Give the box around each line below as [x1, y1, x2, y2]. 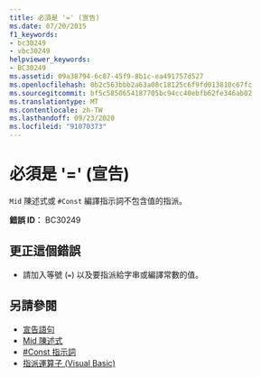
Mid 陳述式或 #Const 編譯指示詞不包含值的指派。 [9, 195, 188, 206]
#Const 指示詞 [22, 346, 77, 357]
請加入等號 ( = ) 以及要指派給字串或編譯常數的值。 [22, 269, 204, 280]
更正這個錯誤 [9, 244, 81, 259]
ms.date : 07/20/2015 [9, 22, 88, 31]
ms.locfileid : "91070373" [9, 123, 107, 132]
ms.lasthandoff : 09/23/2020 [9, 114, 116, 123]
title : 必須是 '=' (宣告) [9, 13, 100, 23]
